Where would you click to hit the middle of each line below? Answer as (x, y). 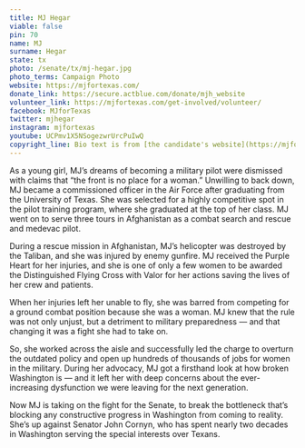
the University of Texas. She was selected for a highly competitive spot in (147, 199)
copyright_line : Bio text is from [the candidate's (109, 144)
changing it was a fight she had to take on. (89, 331)
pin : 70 (24, 35)
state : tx (28, 60)
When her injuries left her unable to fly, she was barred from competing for (149, 302)
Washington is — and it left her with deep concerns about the (124, 377)
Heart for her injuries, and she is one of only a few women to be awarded (146, 265)
